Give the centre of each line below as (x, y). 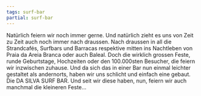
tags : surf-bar (26, 12)
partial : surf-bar (30, 18)
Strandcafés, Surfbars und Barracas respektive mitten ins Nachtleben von (100, 48)
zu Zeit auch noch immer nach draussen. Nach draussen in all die (89, 42)
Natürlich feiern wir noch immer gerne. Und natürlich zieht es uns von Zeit (100, 35)
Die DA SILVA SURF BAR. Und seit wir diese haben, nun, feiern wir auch (97, 81)
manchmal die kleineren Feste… (47, 87)
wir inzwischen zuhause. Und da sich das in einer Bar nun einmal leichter (99, 67)
